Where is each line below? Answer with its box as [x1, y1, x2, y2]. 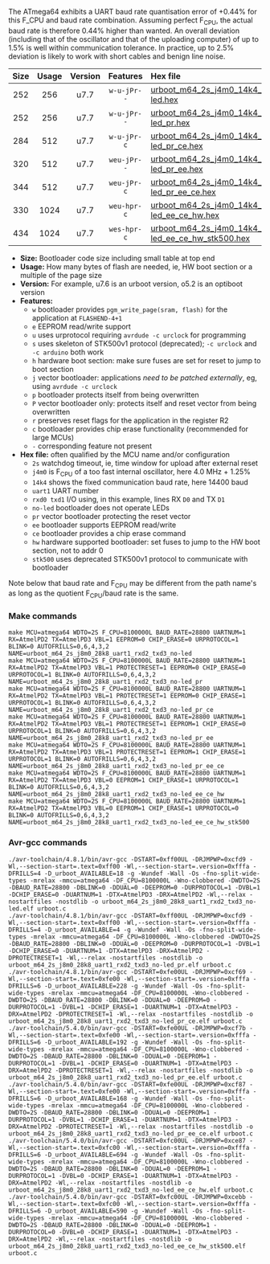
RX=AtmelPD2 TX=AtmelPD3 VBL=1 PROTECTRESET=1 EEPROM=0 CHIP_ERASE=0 [8, 664, 247, 672]
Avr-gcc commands [8, 837, 88, 849]
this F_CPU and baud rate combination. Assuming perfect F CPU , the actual [8, 15, 253, 27]
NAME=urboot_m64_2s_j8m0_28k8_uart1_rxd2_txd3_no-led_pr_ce [8, 706, 215, 714]
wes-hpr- [108, 224, 142, 234]
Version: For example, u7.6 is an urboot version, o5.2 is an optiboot [19, 279, 243, 288]
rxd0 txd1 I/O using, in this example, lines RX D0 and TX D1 [31, 494, 225, 504]
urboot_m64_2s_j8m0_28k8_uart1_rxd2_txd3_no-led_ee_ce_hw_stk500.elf [8, 1242, 247, 1250]
